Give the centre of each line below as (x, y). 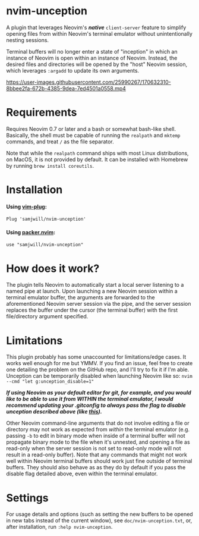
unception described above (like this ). (54, 412)
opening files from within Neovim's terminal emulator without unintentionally (99, 33)
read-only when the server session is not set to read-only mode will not (94, 449)
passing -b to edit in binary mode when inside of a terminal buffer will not (96, 436)
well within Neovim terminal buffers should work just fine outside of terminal (99, 461)
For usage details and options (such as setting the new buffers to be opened (99, 514)
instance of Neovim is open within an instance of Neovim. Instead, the (92, 58)
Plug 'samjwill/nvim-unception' (46, 219)
